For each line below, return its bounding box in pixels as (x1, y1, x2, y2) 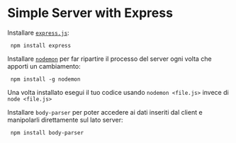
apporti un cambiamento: (7, 62, 81, 70)
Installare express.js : (7, 28, 69, 37)
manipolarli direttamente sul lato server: (7, 115, 123, 124)
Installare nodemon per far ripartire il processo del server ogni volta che (7, 55, 212, 63)
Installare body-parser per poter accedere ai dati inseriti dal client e (7, 108, 203, 116)
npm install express (10, 42, 72, 49)
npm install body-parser (10, 129, 84, 136)
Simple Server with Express (7, 5, 174, 21)
